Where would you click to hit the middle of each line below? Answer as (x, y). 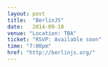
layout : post (26, 14)
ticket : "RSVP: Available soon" (54, 40)
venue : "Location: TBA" (42, 33)
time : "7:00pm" (29, 46)
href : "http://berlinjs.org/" (52, 53)
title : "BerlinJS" (36, 20)
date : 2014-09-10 (36, 27)
